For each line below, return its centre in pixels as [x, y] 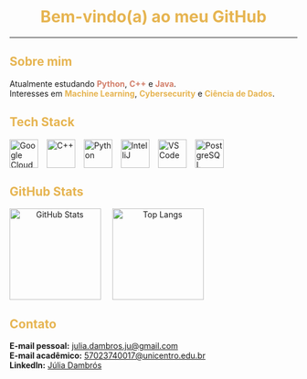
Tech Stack [42, 122]
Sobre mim [41, 62]
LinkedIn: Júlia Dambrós [56, 365]
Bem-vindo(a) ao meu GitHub [153, 17]
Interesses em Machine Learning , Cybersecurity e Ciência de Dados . [143, 93]
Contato [33, 324]
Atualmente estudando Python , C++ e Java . [93, 83]
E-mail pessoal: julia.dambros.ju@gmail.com [94, 346]
